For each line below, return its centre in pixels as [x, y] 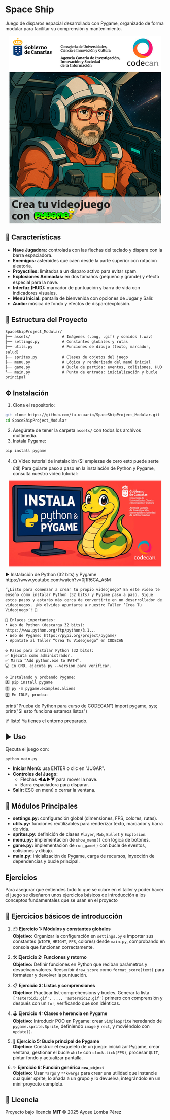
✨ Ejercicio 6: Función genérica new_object [58, 1067]
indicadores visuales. [35, 293]
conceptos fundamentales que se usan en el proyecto [62, 900]
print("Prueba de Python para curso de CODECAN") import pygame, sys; [81, 706]
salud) [12, 352]
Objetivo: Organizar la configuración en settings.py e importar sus [83, 936]
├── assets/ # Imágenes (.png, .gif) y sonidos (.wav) [79, 337]
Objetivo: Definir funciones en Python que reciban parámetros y [80, 964]
